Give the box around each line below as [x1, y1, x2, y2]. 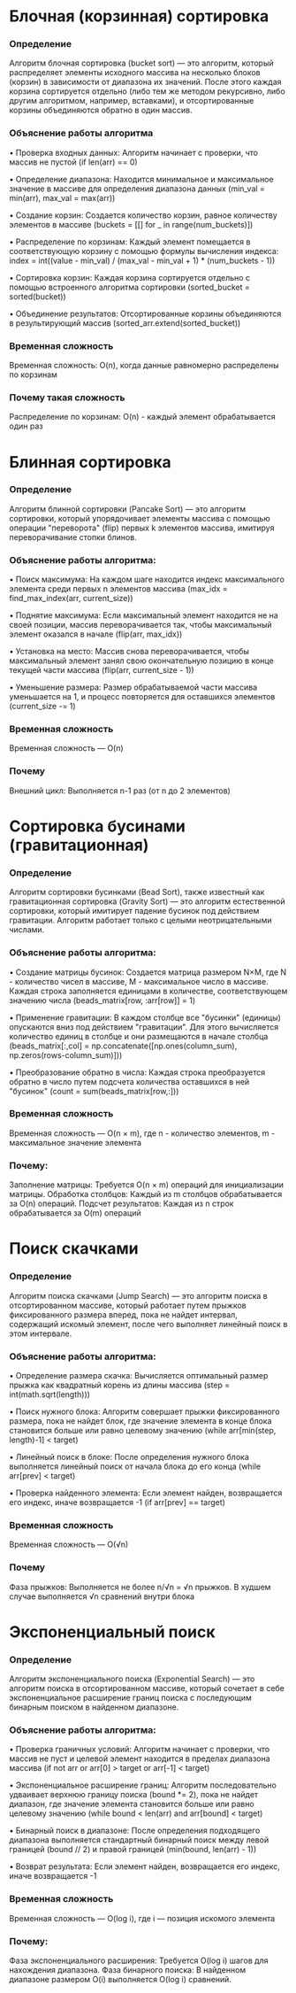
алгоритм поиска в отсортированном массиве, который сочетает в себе [9, 1682, 285, 1693]
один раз [9, 421, 43, 431]
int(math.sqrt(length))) [9, 1388, 91, 1400]
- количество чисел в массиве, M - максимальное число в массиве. [9, 976, 269, 986]
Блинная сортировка [9, 452, 172, 472]
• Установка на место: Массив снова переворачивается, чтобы [9, 646, 250, 657]
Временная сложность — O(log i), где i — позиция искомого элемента [9, 1912, 276, 1923]
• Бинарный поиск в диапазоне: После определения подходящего [9, 1826, 261, 1836]
